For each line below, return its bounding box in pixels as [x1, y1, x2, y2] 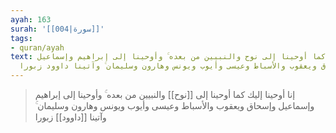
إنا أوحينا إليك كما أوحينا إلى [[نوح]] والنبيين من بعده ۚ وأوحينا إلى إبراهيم [34, 89, 296, 100]
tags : [10, 33, 33, 43]
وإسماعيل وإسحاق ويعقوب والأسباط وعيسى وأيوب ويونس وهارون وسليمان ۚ [34, 100, 315, 111]
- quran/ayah [10, 42, 65, 53]
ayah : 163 [10, 14, 52, 25]
